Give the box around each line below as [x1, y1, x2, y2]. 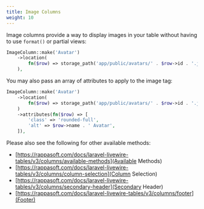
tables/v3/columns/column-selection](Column [15, 170, 131, 177]
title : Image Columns [6, 8, 61, 15]
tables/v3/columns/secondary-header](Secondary [15, 183, 141, 190]
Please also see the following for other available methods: [6, 139, 151, 146]
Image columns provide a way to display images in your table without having [6, 31, 197, 38]
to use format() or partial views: [6, 38, 87, 45]
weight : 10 [6, 15, 34, 21]
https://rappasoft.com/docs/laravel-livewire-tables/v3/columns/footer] [17, 190, 194, 197]
